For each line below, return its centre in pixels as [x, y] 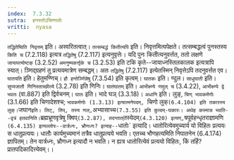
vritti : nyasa [30, 27]
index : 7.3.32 [30, 14]
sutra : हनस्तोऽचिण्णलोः [35, 20]
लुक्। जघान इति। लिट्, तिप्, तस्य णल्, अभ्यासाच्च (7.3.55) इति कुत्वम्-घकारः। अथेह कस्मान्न [110, 110]
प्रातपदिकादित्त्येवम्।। [31, 149]
